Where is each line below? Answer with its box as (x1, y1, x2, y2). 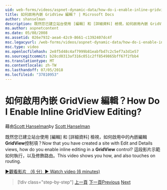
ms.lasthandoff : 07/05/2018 (5, 68, 64, 73)
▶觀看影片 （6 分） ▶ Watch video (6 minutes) (5, 168, 100, 175)
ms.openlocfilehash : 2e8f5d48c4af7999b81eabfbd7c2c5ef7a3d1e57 (5, 49, 139, 54)
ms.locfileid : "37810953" (5, 72, 59, 77)
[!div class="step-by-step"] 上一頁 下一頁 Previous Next (17, 179, 131, 185)
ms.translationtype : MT (5, 58, 55, 63)
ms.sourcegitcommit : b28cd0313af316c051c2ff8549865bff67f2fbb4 (5, 53, 139, 59)
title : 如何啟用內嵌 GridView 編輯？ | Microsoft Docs (5, 12, 114, 17)
